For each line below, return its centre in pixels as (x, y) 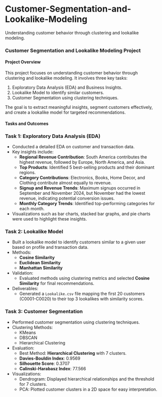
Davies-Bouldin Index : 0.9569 (50, 358)
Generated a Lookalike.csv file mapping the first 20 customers (82, 294)
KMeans (28, 332)
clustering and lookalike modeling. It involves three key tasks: (66, 78)
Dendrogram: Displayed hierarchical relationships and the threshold (87, 379)
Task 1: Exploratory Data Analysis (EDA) (53, 136)
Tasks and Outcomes (27, 123)
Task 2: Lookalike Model (34, 231)
